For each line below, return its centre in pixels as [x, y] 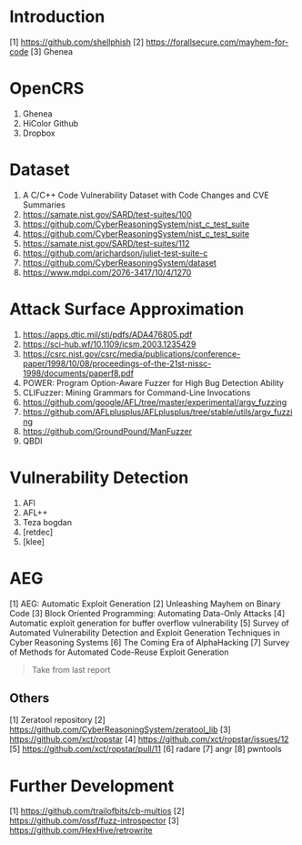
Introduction [57, 17]
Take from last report [71, 669]
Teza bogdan [47, 522]
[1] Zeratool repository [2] [58, 720]
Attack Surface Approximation [127, 309]
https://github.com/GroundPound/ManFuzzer [107, 431]
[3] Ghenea [52, 51]
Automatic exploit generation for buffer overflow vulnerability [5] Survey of [149, 623]
